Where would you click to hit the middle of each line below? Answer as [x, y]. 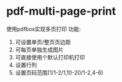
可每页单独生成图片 [39, 50]
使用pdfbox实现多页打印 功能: [44, 29]
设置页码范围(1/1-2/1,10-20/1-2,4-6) [59, 72]
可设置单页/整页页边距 [43, 42]
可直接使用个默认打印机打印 [50, 57]
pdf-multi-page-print [61, 11]
